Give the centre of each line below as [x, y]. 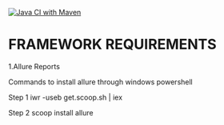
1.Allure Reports [34, 66]
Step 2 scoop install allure [51, 112]
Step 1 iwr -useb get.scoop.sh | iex [65, 97]
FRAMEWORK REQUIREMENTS [113, 45]
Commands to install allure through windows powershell [101, 82]
